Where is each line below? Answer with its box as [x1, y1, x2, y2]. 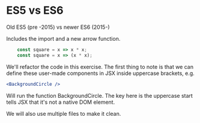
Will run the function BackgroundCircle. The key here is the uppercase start [6, 92, 193, 99]
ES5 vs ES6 [6, 4, 64, 17]
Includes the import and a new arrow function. [6, 35, 121, 42]
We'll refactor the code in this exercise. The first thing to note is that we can [6, 63, 194, 70]
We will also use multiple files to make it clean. [6, 110, 121, 117]
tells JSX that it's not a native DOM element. [6, 98, 115, 106]
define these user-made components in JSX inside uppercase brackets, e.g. [6, 70, 195, 77]
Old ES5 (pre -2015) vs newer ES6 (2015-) [6, 23, 110, 31]
